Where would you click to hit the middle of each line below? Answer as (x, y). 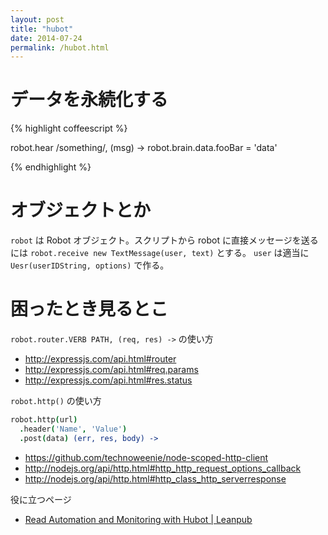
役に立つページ (41, 499)
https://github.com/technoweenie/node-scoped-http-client (146, 457)
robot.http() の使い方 (56, 401)
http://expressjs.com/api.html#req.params (111, 370)
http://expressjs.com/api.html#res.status (108, 380)
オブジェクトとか (81, 210)
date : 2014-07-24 (46, 38)
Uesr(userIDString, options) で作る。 (90, 265)
